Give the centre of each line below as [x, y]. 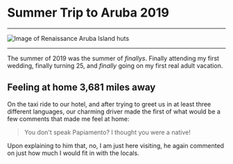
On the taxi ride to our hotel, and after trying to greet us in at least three [109, 104]
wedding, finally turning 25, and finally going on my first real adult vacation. [115, 65]
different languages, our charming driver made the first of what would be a [114, 111]
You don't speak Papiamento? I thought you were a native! [107, 132]
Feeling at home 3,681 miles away [81, 88]
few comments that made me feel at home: [68, 118]
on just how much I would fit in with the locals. [74, 153]
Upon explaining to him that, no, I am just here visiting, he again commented [115, 145]
